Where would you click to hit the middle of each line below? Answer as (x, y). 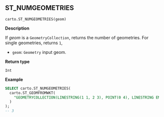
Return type (18, 61)
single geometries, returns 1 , (34, 43)
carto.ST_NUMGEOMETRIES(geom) (36, 19)
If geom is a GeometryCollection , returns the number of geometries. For (77, 37)
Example (14, 79)
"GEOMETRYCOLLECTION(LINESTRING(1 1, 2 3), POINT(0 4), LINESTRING (84, 97)
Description (17, 28)
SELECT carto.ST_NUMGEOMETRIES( (38, 88)
